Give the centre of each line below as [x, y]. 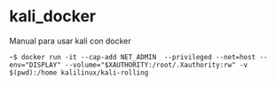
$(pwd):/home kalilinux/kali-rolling [79, 73]
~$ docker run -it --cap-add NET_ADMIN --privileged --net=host [132, 57]
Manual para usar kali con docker [70, 41]
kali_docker [52, 16]
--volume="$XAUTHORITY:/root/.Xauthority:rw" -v [157, 65]
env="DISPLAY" [35, 65]
